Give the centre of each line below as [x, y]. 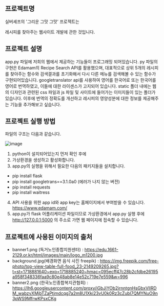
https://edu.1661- [102, 250]
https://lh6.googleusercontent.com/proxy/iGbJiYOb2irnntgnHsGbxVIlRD [84, 288]
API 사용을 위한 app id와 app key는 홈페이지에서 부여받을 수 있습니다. [79, 203]
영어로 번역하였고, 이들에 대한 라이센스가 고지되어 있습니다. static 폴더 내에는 [78, 86]
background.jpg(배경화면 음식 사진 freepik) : [55, 261]
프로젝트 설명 [24, 49]
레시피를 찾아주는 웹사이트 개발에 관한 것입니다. [50, 32]
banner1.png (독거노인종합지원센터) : [48, 250]
